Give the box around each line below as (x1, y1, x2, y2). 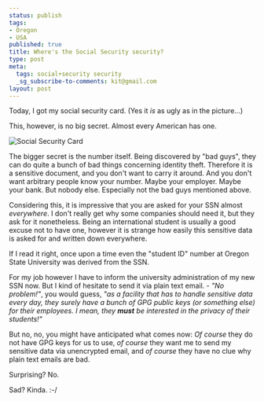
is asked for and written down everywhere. (9, 234, 148, 244)
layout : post (9, 84, 52, 93)
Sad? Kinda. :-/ (9, 385, 57, 395)
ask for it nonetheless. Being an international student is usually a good (9, 217, 236, 226)
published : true (9, 41, 62, 49)
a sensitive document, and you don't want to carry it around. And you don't (9, 168, 252, 178)
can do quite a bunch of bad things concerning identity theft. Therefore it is (9, 160, 253, 170)
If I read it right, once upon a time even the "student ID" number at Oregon (9, 249, 250, 259)
